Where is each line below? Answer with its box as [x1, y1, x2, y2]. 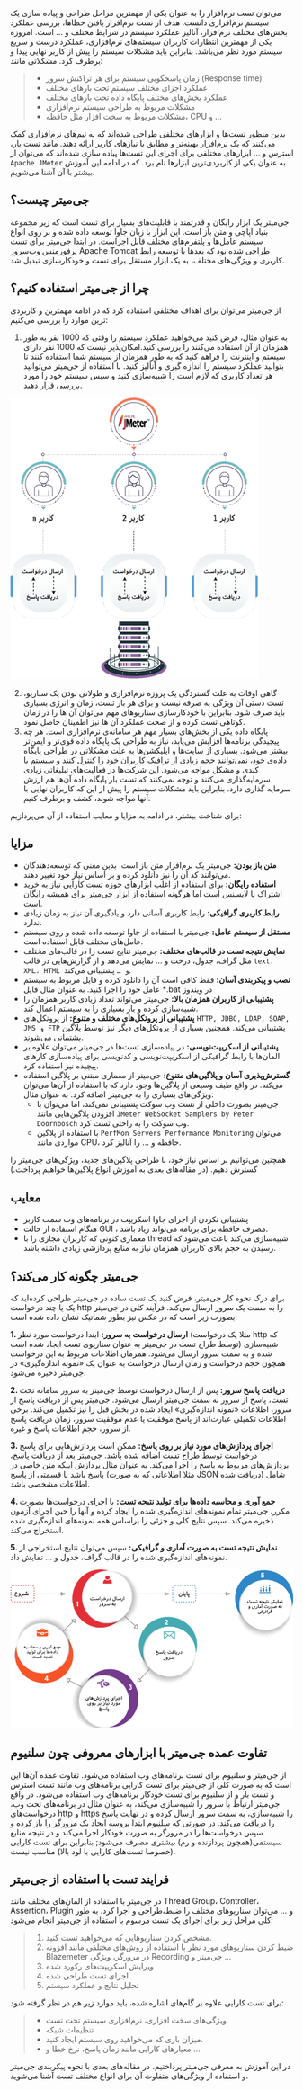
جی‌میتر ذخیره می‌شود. [10, 1367, 86, 1379]
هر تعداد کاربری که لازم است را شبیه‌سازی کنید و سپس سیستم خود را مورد [22, 370, 273, 380]
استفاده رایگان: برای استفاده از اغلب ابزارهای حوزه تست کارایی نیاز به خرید [22, 879, 277, 889]
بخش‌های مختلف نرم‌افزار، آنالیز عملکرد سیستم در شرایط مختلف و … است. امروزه [10, 27, 288, 37]
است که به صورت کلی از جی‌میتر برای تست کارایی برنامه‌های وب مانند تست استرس [10, 1779, 291, 1790]
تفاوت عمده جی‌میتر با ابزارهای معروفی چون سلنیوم [10, 1746, 268, 1761]
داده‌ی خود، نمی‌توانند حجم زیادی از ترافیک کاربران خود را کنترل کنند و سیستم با [22, 755, 287, 765]
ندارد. [22, 917, 42, 928]
